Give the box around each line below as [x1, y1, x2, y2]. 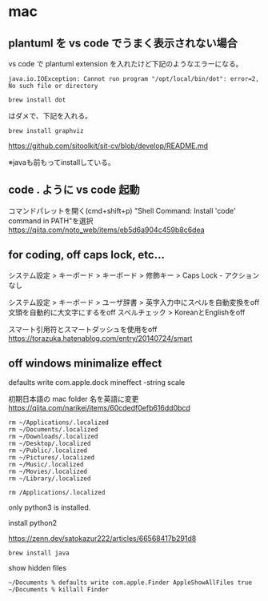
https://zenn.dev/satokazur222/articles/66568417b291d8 [8, 534, 197, 543]
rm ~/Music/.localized [8, 461, 84, 469]
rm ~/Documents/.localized [8, 426, 98, 434]
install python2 [8, 519, 58, 528]
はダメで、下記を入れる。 [8, 111, 93, 120]
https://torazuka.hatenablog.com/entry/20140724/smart [8, 333, 193, 343]
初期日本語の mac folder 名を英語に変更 [8, 395, 139, 404]
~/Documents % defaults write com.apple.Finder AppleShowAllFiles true [8, 579, 252, 587]
